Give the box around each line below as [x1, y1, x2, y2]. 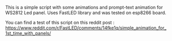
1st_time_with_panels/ [5, 30, 51, 36]
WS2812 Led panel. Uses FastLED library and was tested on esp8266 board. [5, 10, 166, 16]
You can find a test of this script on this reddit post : [5, 20, 115, 25]
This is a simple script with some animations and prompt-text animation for [5, 5, 163, 10]
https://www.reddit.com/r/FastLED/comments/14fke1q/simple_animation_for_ [5, 25, 167, 31]
